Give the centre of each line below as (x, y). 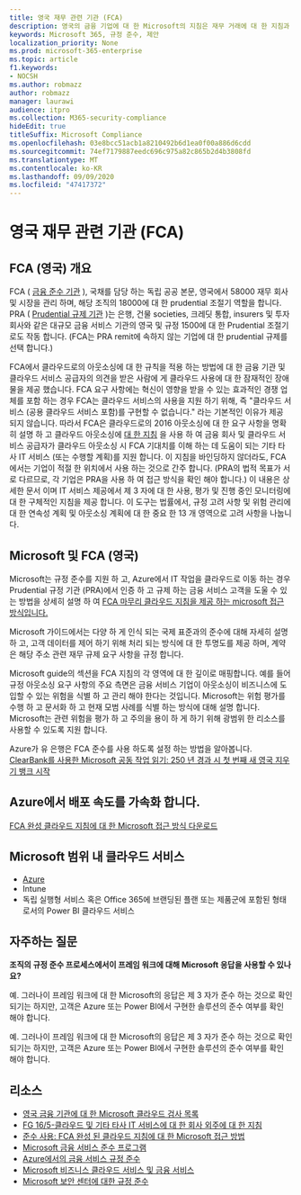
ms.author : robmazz (46, 85)
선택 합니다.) (31, 348)
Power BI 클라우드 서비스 (90, 911)
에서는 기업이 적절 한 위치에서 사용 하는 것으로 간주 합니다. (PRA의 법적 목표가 (145, 468)
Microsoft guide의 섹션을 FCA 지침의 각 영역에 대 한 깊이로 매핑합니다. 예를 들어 (150, 673)
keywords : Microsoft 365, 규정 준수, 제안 (84, 34)
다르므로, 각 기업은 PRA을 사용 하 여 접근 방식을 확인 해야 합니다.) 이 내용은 (150, 480)
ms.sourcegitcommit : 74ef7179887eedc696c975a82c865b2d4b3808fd (130, 151)
